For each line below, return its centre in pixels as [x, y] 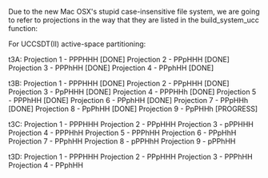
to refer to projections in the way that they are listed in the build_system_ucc [134, 20]
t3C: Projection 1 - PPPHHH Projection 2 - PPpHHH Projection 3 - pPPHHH [131, 124]
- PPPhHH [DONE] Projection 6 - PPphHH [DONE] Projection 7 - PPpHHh [128, 100]
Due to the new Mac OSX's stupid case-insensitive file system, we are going [134, 12]
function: [23, 28]
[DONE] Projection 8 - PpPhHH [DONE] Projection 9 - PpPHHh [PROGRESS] [133, 109]
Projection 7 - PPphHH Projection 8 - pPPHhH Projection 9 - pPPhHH [122, 141]
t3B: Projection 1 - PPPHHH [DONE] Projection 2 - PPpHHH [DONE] [119, 83]
